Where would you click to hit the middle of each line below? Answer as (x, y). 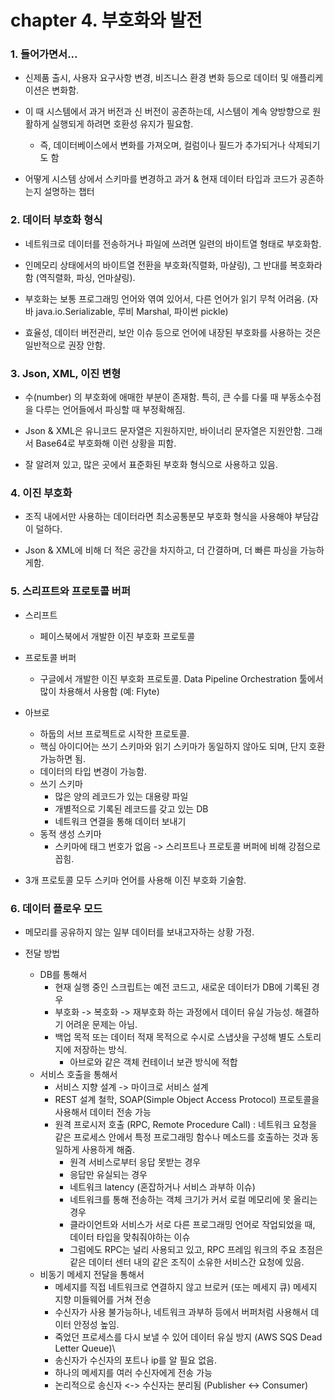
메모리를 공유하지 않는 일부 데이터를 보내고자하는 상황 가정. (139, 932)
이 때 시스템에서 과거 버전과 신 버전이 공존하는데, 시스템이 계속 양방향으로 (167, 112)
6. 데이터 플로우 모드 (56, 908)
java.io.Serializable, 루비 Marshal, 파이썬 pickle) (132, 311)
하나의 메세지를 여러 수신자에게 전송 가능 (133, 1372)
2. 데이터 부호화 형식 (56, 220)
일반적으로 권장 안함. (65, 345)
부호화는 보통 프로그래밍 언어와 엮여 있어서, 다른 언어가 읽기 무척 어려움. (164, 298)
